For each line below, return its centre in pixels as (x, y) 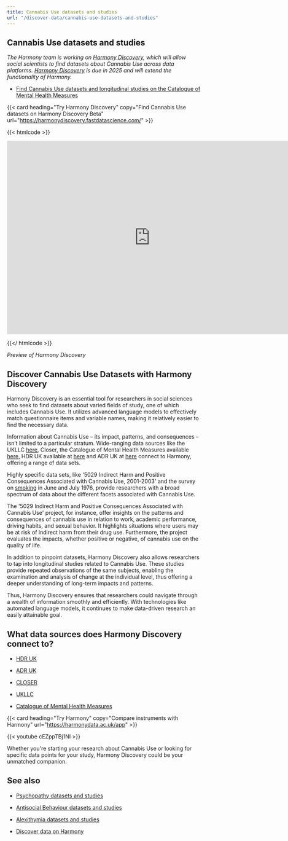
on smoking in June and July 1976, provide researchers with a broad (93, 488)
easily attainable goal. (35, 615)
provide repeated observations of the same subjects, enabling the (90, 570)
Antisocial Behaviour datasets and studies (69, 807)
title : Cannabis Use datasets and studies (62, 12)
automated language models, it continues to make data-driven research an (101, 608)
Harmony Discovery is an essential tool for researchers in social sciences (100, 399)
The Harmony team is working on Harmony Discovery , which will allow (97, 57)
